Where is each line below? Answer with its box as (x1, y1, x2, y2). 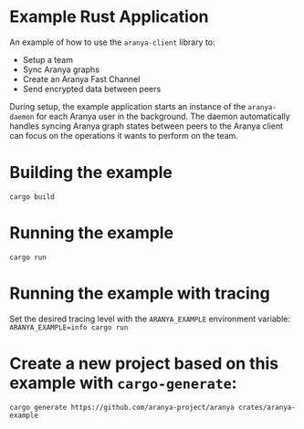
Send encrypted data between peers (22, 83, 162, 94)
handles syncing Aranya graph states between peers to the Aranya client (9, 120, 284, 131)
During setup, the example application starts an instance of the (9, 100, 246, 111)
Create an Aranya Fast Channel (22, 73, 141, 84)
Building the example (9, 162, 173, 183)
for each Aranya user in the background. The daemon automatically (36, 110, 290, 121)
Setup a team (22, 54, 73, 65)
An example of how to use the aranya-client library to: (9, 37, 216, 47)
